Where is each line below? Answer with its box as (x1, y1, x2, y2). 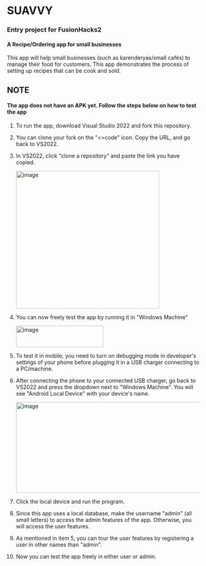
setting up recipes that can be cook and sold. (7, 67, 121, 74)
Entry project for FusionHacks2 (7, 26, 102, 34)
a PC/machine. (15, 365, 54, 372)
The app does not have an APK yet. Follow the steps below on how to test (7, 102, 197, 109)
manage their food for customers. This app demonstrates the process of (7, 60, 189, 68)
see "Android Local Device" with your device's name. (15, 390, 150, 397)
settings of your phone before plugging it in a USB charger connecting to (15, 358, 199, 366)
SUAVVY (7, 4, 53, 18)
